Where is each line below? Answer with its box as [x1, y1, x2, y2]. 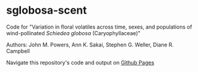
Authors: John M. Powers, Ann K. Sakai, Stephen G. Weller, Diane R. [6, 41, 174, 48]
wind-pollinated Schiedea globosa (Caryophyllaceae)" [6, 29, 141, 36]
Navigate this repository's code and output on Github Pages [6, 59, 155, 66]
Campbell [6, 47, 30, 54]
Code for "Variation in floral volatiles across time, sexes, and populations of [6, 23, 193, 30]
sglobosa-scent [6, 4, 87, 17]
